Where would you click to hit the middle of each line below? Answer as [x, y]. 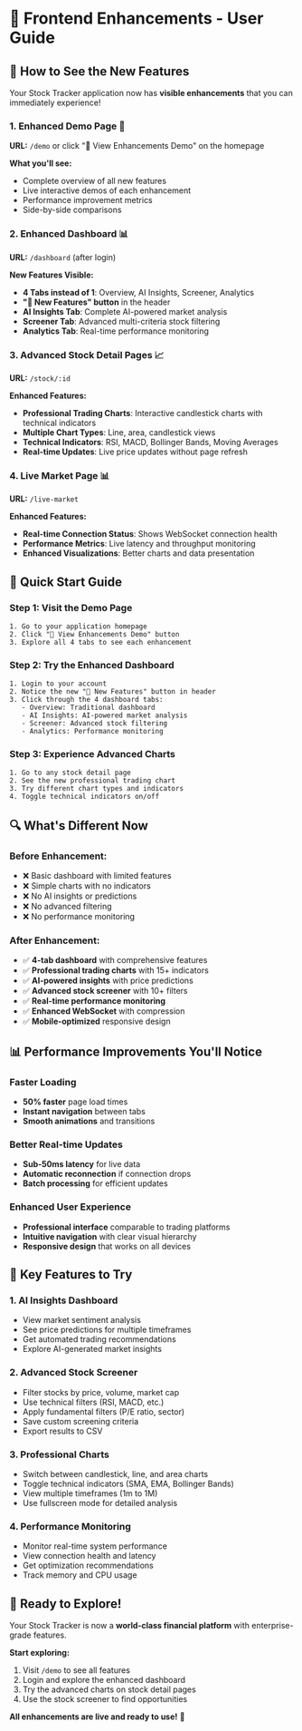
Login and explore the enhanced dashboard [104, 1680]
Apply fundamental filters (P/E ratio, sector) [104, 1411]
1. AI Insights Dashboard [64, 1300]
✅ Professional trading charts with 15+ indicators [116, 970]
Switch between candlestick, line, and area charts [115, 1474]
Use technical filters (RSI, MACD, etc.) [93, 1402]
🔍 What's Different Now [79, 826]
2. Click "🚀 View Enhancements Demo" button [94, 634]
